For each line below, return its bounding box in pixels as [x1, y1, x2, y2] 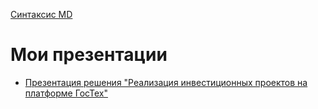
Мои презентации [10, 44, 168, 66]
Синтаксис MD [10, 9, 73, 20]
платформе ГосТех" [24, 87, 108, 99]
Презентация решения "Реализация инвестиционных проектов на [24, 76, 308, 88]
